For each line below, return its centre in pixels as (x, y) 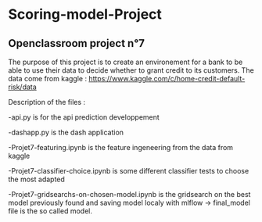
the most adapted (36, 179)
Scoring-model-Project (85, 14)
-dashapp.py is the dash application (66, 132)
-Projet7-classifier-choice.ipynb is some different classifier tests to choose (129, 171)
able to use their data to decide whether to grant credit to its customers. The (131, 70)
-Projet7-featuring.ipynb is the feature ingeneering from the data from (120, 147)
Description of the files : (47, 102)
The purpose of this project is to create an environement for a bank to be (126, 62)
